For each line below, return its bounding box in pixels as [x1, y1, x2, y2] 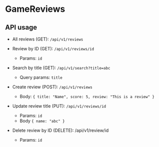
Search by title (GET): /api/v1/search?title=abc [12, 65, 111, 71]
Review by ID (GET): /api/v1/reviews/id [12, 46, 94, 51]
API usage [5, 23, 37, 32]
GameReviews [5, 3, 65, 15]
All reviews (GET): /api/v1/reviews [12, 36, 83, 42]
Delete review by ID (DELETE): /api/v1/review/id [12, 127, 109, 133]
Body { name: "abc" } [19, 118, 65, 124]
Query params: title [19, 74, 63, 80]
